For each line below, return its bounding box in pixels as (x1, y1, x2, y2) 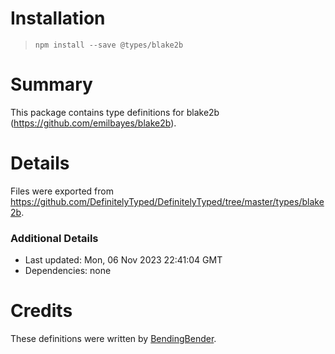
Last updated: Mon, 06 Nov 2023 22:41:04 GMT (24, 254, 223, 266)
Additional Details (10, 231, 99, 245)
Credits (10, 300, 73, 322)
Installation (10, 7, 106, 30)
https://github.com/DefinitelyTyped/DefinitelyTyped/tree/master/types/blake (10, 195, 325, 207)
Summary (10, 73, 93, 96)
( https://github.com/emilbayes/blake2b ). (10, 117, 177, 129)
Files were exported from (10, 185, 114, 197)
